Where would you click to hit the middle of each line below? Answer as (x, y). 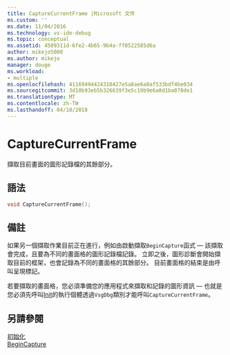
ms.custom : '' (28, 20)
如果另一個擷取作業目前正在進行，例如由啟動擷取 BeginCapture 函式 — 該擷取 (115, 245)
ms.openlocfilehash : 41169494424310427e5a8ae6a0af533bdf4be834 (100, 84)
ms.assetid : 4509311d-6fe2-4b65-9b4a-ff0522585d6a (82, 46)
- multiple (23, 78)
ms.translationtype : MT (41, 97)
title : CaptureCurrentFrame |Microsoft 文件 (71, 13)
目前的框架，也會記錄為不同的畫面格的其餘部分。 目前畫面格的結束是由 (114, 262)
